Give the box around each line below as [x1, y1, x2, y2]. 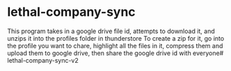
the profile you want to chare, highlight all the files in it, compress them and [7, 41, 223, 50]
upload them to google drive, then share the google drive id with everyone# [7, 49, 224, 57]
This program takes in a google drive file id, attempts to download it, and [7, 27, 216, 35]
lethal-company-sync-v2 [7, 56, 79, 64]
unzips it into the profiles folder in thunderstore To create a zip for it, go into [7, 34, 225, 42]
